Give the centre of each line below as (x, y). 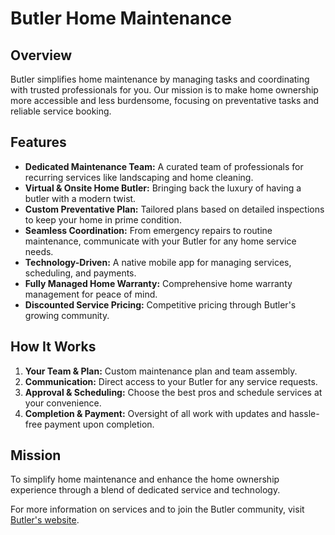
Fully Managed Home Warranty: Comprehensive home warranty (158, 283)
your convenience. (63, 403)
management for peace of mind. (91, 294)
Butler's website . (45, 520)
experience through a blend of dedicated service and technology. (145, 490)
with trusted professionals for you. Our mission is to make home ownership (164, 90)
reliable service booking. (61, 111)
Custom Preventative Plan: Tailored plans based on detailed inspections (174, 209)
